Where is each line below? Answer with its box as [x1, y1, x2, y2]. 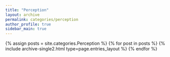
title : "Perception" [5, 7, 49, 13]
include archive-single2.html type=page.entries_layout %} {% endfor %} [5, 46, 158, 52]
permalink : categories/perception [5, 17, 79, 22]
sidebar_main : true [5, 26, 47, 32]
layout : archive [5, 12, 40, 17]
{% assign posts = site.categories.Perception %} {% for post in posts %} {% [5, 40, 165, 46]
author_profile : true [5, 21, 51, 27]
